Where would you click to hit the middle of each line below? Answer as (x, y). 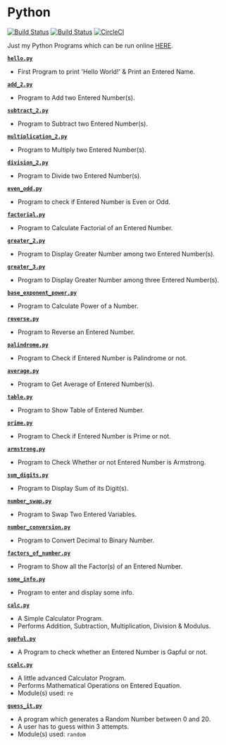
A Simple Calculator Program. (60, 618)
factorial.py (26, 215)
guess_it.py (25, 706)
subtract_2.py (28, 110)
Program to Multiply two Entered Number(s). (82, 150)
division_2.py (28, 162)
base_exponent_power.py (42, 293)
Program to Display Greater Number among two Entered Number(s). (116, 254)
